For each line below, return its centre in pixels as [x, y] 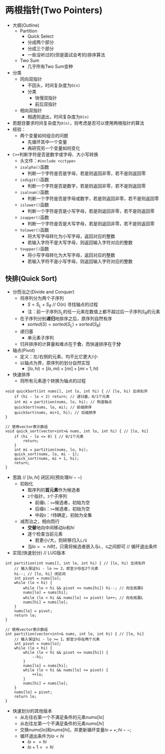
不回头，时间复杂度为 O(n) [54, 85]
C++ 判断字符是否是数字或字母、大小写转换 [55, 154]
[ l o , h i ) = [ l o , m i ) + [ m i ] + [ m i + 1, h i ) [63, 369]
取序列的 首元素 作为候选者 [54, 490]
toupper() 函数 [34, 248]
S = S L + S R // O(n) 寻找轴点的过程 [63, 305]
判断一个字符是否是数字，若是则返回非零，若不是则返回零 [86, 186]
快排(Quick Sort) [31, 279]
